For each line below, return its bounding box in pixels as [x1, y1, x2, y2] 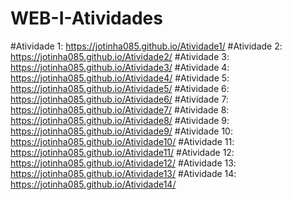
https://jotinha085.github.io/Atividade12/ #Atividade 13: [10, 157, 237, 169]
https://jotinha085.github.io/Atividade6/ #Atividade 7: [10, 93, 229, 105]
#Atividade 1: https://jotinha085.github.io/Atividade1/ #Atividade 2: [10, 40, 283, 52]
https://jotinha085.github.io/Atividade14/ [10, 178, 177, 190]
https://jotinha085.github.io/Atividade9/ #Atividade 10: [10, 125, 233, 137]
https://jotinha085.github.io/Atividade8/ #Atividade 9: [10, 114, 230, 126]
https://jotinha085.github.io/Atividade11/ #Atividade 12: [10, 146, 235, 158]
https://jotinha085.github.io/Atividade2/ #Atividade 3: [10, 50, 230, 62]
